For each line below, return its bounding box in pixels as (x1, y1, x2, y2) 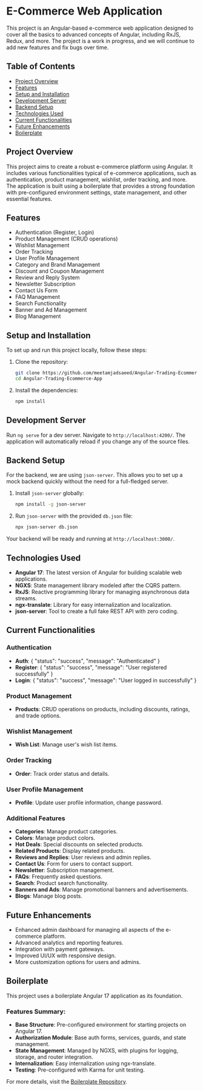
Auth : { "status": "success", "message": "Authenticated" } (15, 657, 161, 665)
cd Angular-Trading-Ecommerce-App (15, 375, 102, 382)
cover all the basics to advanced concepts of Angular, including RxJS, (6, 30, 181, 38)
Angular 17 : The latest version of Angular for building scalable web (15, 569, 182, 576)
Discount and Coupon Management (15, 267, 104, 275)
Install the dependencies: (15, 386, 79, 394)
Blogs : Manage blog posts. (15, 892, 83, 900)
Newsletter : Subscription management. (15, 867, 114, 874)
